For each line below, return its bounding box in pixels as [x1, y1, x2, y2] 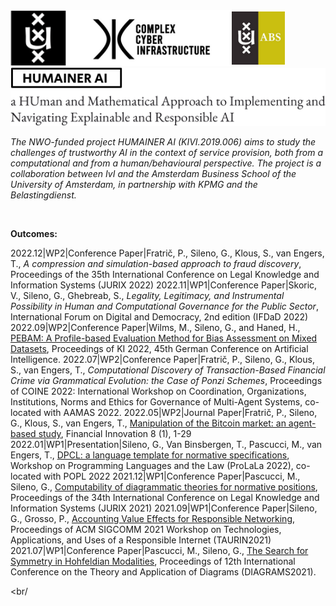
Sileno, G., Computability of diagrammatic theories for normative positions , [10, 481, 318, 493]
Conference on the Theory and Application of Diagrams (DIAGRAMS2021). [10, 566, 317, 578]
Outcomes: [10, 228, 58, 240]
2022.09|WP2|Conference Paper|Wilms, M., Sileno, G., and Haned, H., [10, 322, 301, 334]
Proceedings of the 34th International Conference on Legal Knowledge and [10, 492, 320, 504]
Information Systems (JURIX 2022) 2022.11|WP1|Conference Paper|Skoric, [10, 279, 318, 291]
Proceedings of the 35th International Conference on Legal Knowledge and [10, 269, 320, 281]
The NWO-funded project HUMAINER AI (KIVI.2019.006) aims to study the [10, 136, 317, 148]
